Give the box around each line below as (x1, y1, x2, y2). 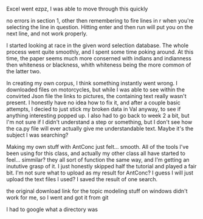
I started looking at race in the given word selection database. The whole (6, 42, 189, 49)
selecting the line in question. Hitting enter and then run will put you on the (6, 24, 193, 31)
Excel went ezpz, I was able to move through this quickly (6, 5, 148, 12)
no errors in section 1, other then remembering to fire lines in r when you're (6, 17, 194, 24)
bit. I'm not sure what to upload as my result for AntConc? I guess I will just (6, 169, 193, 176)
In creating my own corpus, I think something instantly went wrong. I (6, 79, 178, 87)
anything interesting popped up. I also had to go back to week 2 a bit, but (6, 112, 190, 119)
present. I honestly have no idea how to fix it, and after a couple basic (6, 99, 181, 106)
